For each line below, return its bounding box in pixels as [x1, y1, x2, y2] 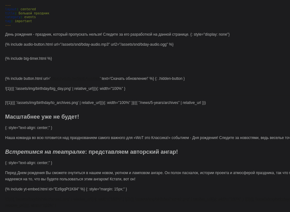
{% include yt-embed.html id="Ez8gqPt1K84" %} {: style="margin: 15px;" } [5, 186, 127, 191]
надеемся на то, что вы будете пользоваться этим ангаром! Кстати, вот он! [5, 176, 136, 181]
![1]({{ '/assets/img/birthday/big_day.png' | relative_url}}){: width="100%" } [5, 86, 126, 91]
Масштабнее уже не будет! [5, 113, 80, 120]
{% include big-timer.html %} [5, 56, 52, 61]
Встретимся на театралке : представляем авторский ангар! [5, 148, 178, 155]
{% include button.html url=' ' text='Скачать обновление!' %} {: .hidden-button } [5, 76, 185, 81]
